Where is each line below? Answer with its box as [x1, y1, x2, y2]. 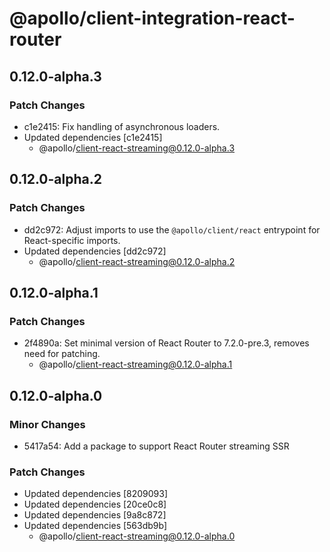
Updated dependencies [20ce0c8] [23, 498, 167, 511]
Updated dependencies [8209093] [23, 488, 169, 500]
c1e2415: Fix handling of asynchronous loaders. [23, 120, 221, 132]
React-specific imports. [23, 234, 121, 246]
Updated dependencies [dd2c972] [23, 245, 167, 257]
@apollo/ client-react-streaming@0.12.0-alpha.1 [38, 358, 233, 371]
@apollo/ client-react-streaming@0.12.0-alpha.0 [38, 530, 236, 542]
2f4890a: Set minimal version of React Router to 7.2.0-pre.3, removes [23, 337, 310, 349]
